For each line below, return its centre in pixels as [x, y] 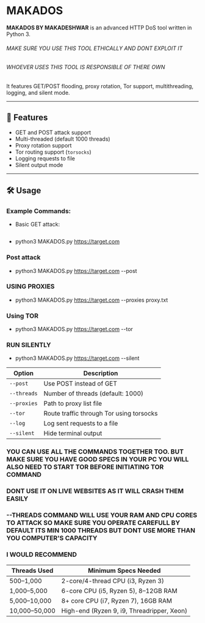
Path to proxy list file [73, 403]
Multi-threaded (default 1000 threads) [63, 139]
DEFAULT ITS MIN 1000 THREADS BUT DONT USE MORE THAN [101, 531]
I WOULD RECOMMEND [42, 554]
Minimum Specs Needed [124, 570]
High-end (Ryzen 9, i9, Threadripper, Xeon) [124, 611]
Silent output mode [39, 165]
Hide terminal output [73, 433]
